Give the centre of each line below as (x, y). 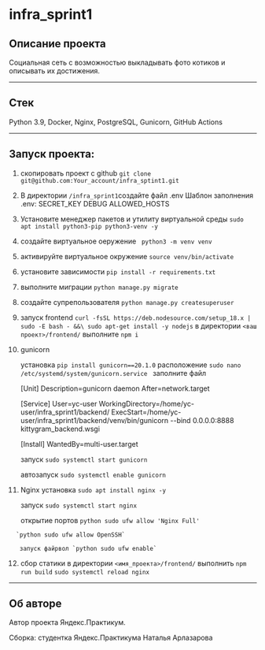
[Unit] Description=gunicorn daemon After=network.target (115, 388)
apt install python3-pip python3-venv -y (89, 226)
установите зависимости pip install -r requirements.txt (118, 271)
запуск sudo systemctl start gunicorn (84, 459)
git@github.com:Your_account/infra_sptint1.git (99, 180)
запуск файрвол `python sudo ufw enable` (88, 548)
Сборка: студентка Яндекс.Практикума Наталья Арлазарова (111, 638)
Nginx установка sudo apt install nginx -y (93, 489)
